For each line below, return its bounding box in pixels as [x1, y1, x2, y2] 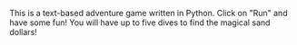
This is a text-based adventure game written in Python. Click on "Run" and [9, 8, 288, 18]
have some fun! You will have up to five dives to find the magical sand [9, 17, 271, 28]
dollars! [9, 27, 38, 37]
